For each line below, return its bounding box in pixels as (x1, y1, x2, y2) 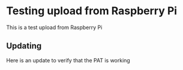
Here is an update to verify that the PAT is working (6, 56, 130, 63)
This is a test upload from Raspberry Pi (6, 24, 103, 31)
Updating (6, 41, 42, 51)
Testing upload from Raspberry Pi (6, 4, 178, 18)
